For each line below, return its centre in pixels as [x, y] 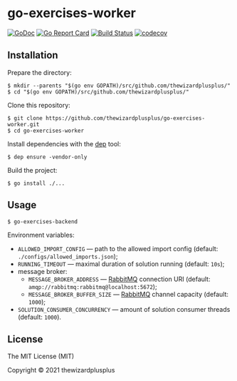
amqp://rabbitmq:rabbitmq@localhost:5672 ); [93, 286]
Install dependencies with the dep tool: [64, 143]
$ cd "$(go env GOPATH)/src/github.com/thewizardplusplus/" [99, 92]
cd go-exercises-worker [49, 131]
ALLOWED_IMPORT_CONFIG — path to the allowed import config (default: [118, 248]
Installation [33, 55]
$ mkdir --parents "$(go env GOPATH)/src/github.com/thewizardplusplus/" [119, 86]
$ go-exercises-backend [43, 222]
